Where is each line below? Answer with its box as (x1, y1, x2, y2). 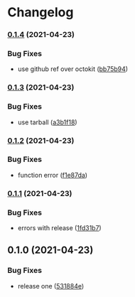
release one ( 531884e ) (17, 281, 85, 290)
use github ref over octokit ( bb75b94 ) (17, 65, 129, 73)
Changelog (7, 4, 74, 21)
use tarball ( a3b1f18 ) (17, 118, 77, 126)
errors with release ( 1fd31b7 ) (17, 224, 102, 232)
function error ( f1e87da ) (17, 171, 87, 179)
